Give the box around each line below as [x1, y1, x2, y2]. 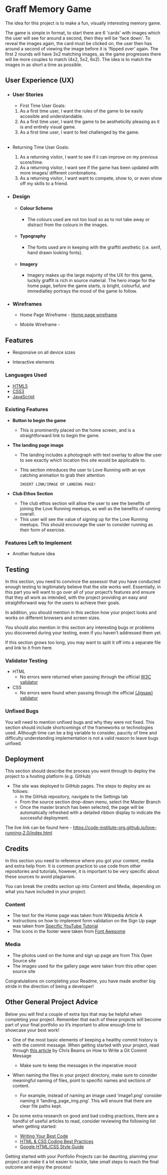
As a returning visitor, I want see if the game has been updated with [19, 164, 159, 171]
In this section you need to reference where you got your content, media [5, 858, 154, 864]
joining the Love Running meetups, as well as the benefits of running [19, 505, 161, 511]
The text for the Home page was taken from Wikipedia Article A [12, 912, 143, 918]
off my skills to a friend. [19, 180, 68, 186]
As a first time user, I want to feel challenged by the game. [19, 129, 140, 135]
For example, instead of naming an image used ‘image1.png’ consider [19, 1092, 163, 1098]
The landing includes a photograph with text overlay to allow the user [19, 452, 162, 458]
